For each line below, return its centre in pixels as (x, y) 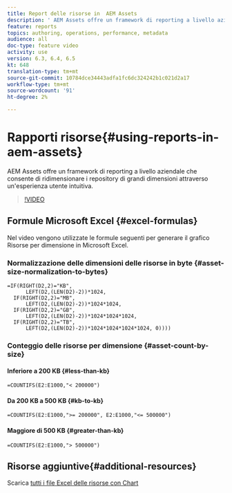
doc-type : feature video (43, 46)
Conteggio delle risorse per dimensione (75, 345)
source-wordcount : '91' (41, 91)
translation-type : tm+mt (43, 71)
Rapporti (32, 137)
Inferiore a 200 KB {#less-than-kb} (59, 371)
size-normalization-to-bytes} (58, 272)
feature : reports (32, 26)
